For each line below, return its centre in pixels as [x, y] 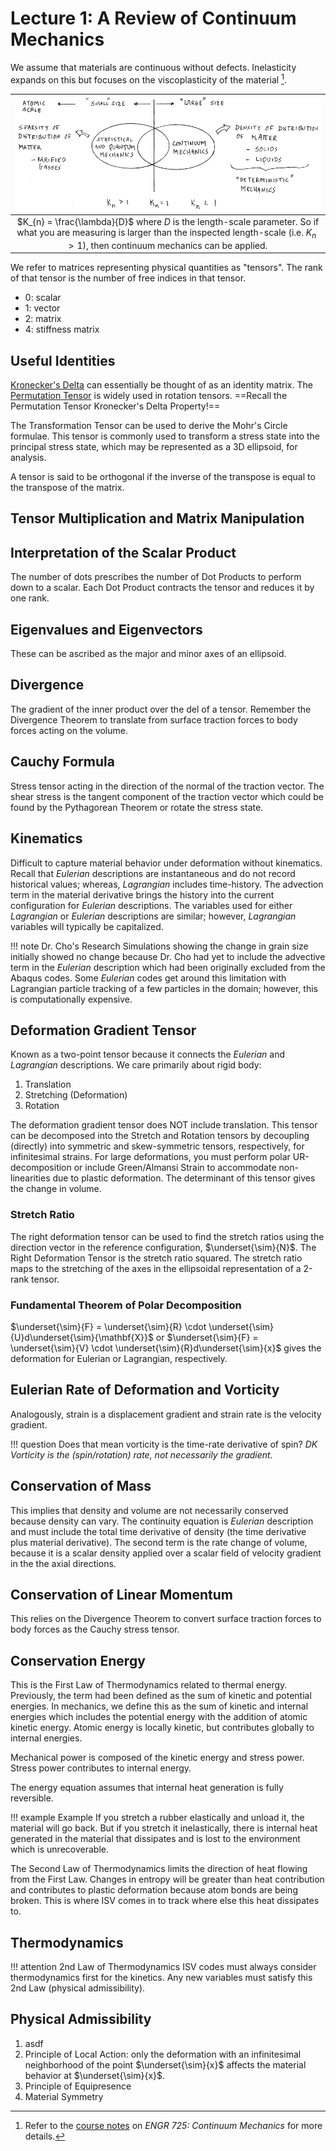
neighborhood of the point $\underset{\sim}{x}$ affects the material [165, 2064]
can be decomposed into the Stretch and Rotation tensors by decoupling [160, 1136]
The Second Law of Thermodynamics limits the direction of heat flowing [159, 1869]
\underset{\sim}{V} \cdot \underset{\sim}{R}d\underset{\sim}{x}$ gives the [166, 1348]
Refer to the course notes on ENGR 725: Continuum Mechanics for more [173, 2125]
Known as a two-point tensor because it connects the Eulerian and [148, 1054]
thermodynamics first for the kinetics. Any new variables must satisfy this [161, 1977]
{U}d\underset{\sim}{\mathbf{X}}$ [82, 1337]
